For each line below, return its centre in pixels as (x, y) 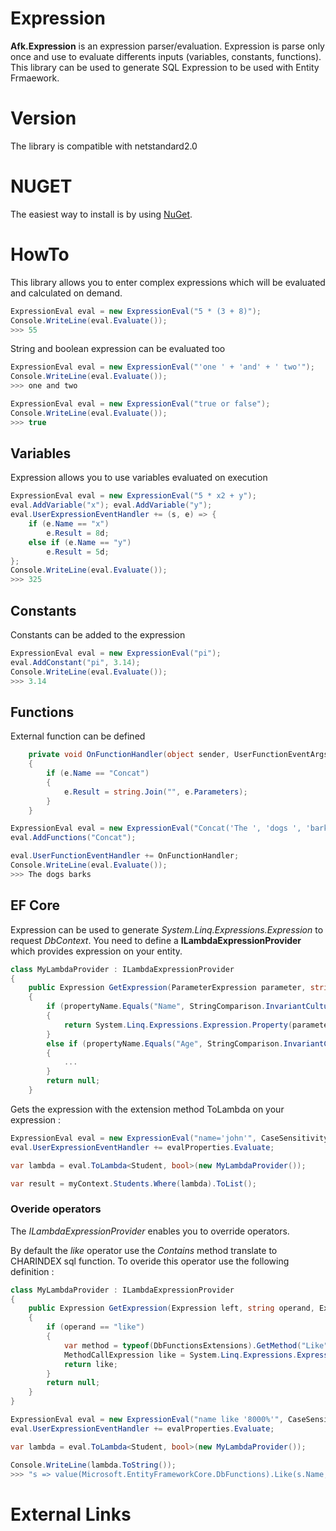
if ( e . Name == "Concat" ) (98, 773)
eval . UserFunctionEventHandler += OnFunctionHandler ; (125, 856)
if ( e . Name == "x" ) (69, 524)
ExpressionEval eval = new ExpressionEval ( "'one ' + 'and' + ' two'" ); (162, 367)
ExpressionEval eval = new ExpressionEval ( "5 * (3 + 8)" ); (136, 311)
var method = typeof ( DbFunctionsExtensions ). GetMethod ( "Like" (196, 1345)
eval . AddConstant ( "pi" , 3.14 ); (75, 662)
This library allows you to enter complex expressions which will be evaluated (168, 282)
